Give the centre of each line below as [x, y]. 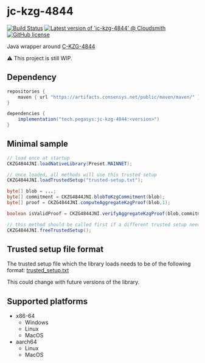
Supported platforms [47, 301]
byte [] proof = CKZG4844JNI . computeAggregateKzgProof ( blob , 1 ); [89, 203]
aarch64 [26, 342]
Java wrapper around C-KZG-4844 [51, 46]
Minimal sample [38, 144]
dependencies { [26, 114]
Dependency [32, 77]
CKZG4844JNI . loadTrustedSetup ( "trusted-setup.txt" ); [75, 180]
